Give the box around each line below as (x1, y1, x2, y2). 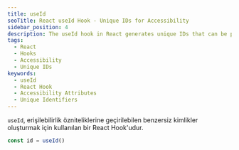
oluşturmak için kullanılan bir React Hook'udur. (7, 124, 144, 132)
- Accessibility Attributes (14, 90, 97, 97)
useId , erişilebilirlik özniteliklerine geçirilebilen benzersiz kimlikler (7, 116, 198, 124)
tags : (7, 37, 23, 44)
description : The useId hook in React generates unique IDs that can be (7, 30, 228, 38)
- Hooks (14, 50, 37, 58)
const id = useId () (7, 137, 65, 144)
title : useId (7, 10, 46, 18)
